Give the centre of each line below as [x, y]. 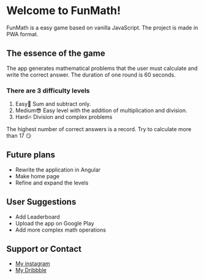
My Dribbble [31, 270]
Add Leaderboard [37, 217]
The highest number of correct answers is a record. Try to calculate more [99, 129]
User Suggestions [41, 202]
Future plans [31, 155]
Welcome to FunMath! [64, 11]
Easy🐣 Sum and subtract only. [53, 104]
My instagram [32, 263]
